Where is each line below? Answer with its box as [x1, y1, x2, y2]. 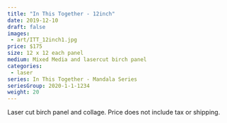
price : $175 [7, 43, 42, 50]
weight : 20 [7, 89, 40, 96]
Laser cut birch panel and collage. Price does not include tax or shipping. [7, 108, 221, 117]
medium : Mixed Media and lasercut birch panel [7, 56, 147, 63]
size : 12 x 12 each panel [7, 50, 83, 57]
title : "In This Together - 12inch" [7, 10, 115, 18]
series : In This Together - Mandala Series [7, 75, 138, 83]
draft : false [7, 23, 46, 30]
